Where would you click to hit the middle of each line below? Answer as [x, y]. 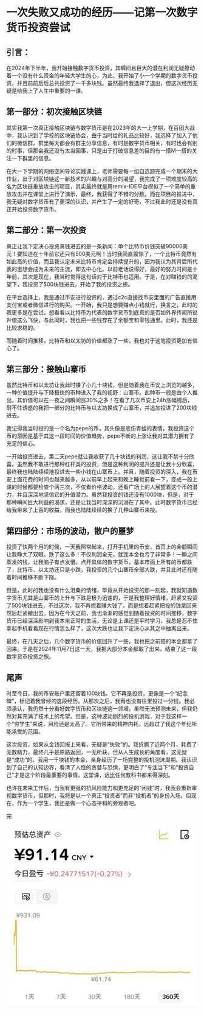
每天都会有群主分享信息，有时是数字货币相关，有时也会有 [120, 143]
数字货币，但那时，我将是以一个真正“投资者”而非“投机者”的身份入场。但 [101, 795]
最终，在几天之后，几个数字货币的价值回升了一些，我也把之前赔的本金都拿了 [102, 641]
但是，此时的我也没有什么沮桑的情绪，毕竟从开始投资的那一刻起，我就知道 [99, 590]
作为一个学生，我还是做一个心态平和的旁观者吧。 [78, 803]
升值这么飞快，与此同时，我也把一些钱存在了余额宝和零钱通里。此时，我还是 [102, 320]
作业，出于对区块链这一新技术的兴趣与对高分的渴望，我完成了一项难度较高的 [102, 179]
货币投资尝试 [39, 28]
